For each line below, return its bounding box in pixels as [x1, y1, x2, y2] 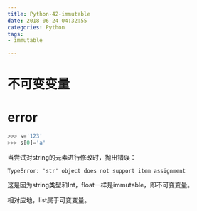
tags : [7, 30, 23, 38]
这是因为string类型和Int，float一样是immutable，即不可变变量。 [7, 181, 194, 189]
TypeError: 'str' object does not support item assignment [7, 168, 186, 175]
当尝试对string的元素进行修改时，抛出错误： [7, 153, 137, 161]
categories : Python [7, 24, 65, 31]
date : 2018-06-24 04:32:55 [7, 17, 87, 24]
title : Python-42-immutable [7, 10, 91, 18]
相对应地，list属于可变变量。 [7, 196, 91, 204]
